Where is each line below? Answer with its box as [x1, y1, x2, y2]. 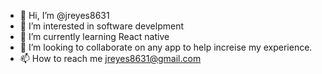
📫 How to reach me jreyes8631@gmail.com [19, 53, 202, 64]
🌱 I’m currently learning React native [19, 31, 170, 42]
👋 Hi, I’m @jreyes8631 [19, 10, 110, 21]
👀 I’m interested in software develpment [19, 20, 184, 32]
